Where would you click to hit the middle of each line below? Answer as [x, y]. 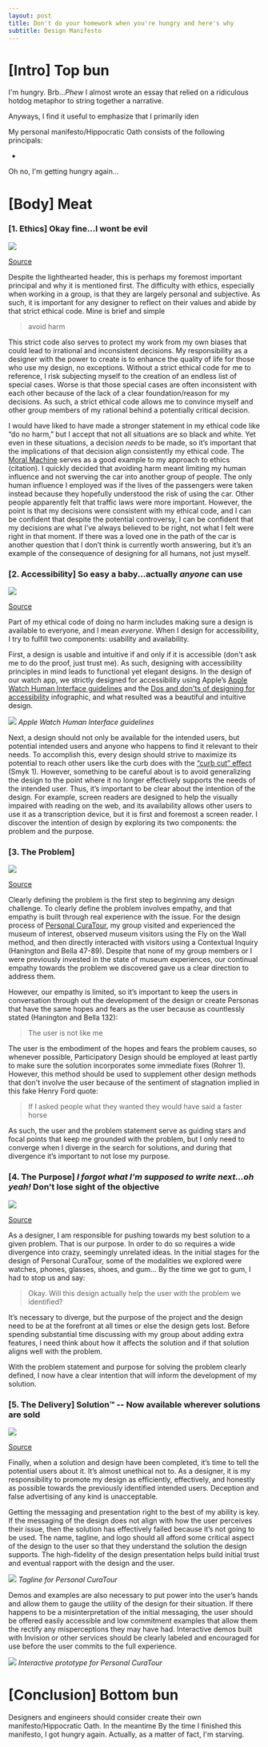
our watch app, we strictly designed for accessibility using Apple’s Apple [128, 680]
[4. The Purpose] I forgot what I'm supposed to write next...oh [131, 1177]
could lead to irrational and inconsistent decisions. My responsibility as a [128, 350]
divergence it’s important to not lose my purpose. [89, 1156]
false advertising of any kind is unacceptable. [83, 1496]
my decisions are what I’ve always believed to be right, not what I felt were [131, 527]
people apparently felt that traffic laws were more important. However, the [130, 502]
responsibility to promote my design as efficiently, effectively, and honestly [132, 1479]
